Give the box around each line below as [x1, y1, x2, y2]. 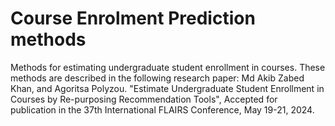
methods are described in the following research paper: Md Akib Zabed [10, 72, 305, 84]
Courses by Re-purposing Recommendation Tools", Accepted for [10, 93, 278, 105]
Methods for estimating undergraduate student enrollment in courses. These [10, 61, 326, 73]
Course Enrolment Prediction [10, 7, 256, 30]
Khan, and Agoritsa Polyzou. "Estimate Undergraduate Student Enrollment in [10, 82, 325, 94]
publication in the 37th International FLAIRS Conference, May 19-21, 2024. [10, 103, 315, 116]
